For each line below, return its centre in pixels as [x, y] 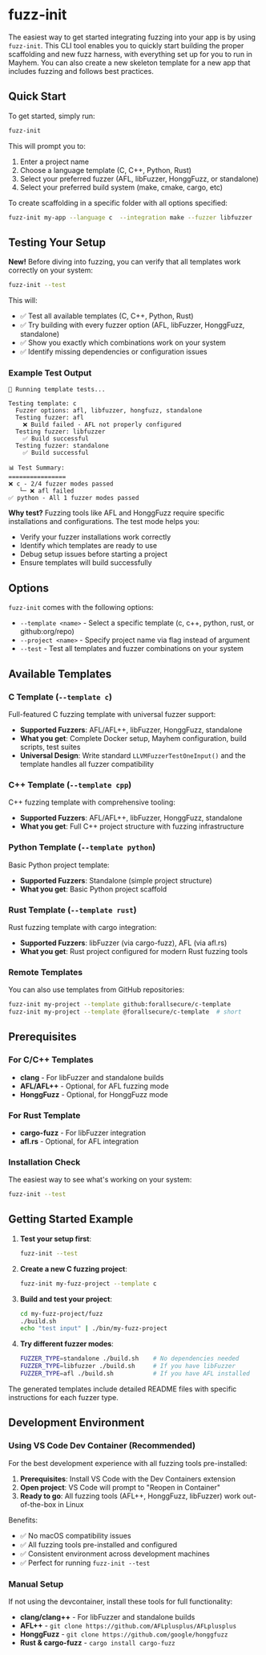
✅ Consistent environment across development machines [115, 1554]
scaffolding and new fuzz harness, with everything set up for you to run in [130, 54]
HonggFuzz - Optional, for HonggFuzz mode [94, 1094]
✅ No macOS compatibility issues [75, 1535]
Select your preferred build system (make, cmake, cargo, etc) [121, 187]
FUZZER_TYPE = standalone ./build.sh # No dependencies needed [129, 1359]
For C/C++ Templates [51, 1060]
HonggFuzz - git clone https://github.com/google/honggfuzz [124, 1634]
